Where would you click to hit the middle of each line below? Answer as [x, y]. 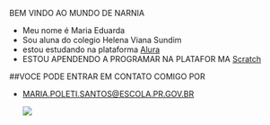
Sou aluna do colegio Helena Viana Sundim [102, 40]
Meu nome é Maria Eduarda [74, 30]
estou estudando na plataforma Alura [91, 49]
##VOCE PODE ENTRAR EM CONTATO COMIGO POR [108, 76]
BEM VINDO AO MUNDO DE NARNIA [77, 13]
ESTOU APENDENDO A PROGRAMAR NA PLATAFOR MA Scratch [142, 59]
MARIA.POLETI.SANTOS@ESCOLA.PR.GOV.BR [108, 94]
